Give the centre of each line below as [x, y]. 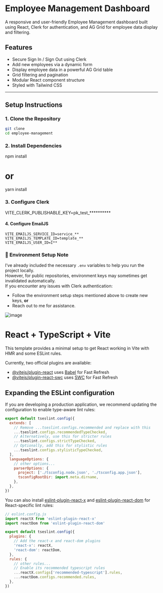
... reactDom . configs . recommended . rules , [55, 577]
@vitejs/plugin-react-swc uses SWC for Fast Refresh [65, 378]
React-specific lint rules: [29, 505]
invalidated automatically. [30, 281]
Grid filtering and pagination [40, 75]
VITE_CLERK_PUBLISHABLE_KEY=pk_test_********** [58, 212]
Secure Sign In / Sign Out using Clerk [49, 59]
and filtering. [18, 32]
